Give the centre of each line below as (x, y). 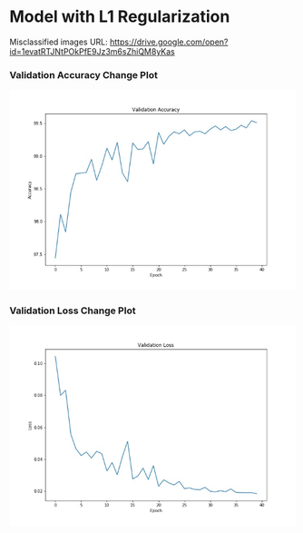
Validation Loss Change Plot (73, 311)
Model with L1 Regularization (120, 17)
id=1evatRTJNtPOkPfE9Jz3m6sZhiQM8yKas (92, 51)
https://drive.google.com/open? (169, 42)
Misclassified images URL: (59, 42)
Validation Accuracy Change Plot (84, 74)
